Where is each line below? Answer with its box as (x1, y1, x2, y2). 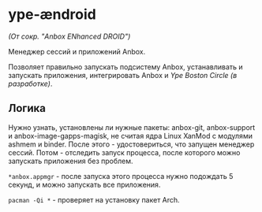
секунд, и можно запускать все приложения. (8, 180, 161, 189)
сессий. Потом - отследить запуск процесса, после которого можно (8, 147, 241, 157)
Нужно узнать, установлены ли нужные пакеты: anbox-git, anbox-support (8, 122, 256, 132)
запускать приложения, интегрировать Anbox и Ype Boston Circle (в (8, 70, 238, 80)
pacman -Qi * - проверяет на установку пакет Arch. (8, 195, 180, 204)
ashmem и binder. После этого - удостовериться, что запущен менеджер (8, 139, 255, 149)
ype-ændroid (8, 6, 96, 24)
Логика (8, 102, 46, 115)
